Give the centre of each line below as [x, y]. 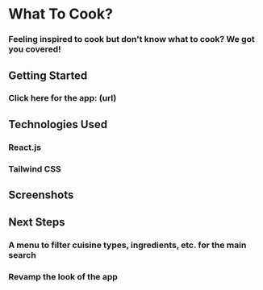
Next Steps [37, 222]
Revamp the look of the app [63, 277]
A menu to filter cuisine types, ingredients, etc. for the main [127, 245]
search [22, 255]
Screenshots [41, 195]
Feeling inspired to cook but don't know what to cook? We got [132, 39]
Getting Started [48, 75]
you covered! [35, 49]
